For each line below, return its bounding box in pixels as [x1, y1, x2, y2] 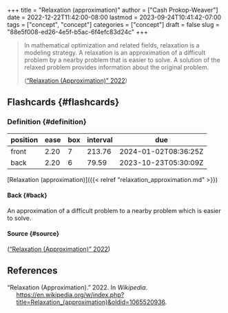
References [7, 265, 58, 276]
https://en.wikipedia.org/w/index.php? [16, 290, 125, 299]
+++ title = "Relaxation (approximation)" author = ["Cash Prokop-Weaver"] [7, 6, 218, 14]
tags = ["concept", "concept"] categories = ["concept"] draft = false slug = [7, 21, 220, 28]
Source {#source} [7, 230, 60, 238]
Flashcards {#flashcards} [7, 97, 119, 108]
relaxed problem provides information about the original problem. [23, 63, 209, 71]
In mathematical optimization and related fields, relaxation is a [23, 41, 200, 49]
